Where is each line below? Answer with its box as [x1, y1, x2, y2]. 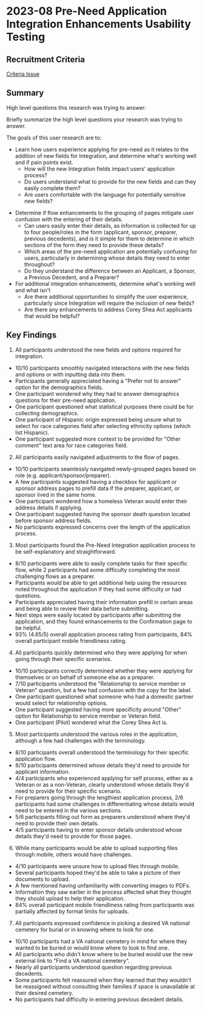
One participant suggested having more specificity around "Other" [15, 705, 182, 713]
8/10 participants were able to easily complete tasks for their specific [15, 560, 188, 567]
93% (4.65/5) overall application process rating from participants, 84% [15, 630, 193, 638]
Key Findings [6, 330, 57, 341]
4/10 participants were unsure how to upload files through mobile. [15, 862, 180, 869]
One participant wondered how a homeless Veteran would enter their [15, 497, 188, 504]
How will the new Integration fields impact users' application [24, 165, 175, 172]
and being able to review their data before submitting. [15, 605, 150, 612]
